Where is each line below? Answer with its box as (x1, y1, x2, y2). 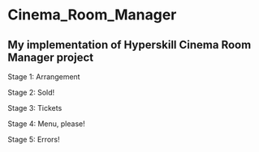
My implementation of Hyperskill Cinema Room (7, 38, 252, 52)
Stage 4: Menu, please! (7, 119, 86, 129)
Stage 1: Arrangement (7, 72, 80, 82)
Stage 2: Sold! (7, 87, 55, 97)
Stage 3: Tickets (7, 103, 63, 112)
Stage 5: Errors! (7, 135, 60, 144)
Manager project (7, 50, 94, 64)
